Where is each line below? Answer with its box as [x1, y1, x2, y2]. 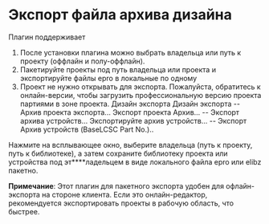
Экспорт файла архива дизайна [8, 6, 233, 24]
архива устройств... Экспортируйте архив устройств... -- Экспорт [19, 116, 247, 125]
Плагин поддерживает [8, 32, 86, 42]
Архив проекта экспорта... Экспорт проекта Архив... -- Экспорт [19, 107, 239, 117]
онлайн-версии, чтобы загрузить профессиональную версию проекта [19, 90, 262, 100]
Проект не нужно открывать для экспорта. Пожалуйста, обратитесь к [19, 82, 261, 92]
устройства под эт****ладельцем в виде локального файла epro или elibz [8, 157, 262, 166]
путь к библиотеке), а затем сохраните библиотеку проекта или [8, 149, 228, 158]
